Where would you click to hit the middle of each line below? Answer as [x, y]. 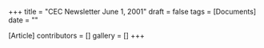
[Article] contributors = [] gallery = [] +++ [77, 36]
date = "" [23, 20]
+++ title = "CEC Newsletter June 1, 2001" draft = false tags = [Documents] [132, 12]
